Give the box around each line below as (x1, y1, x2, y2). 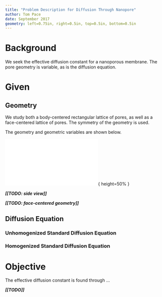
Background (5, 43, 56, 54)
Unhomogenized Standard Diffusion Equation (5, 229, 116, 236)
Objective (5, 261, 46, 272)
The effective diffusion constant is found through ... (5, 277, 110, 283)
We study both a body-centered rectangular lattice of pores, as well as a (5, 115, 153, 120)
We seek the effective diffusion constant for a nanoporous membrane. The (5, 59, 158, 65)
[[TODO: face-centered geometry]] (5, 200, 79, 206)
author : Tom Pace (5, 12, 41, 17)
